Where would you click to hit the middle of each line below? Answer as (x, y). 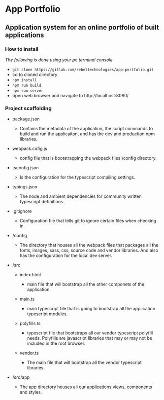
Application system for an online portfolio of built (82, 27)
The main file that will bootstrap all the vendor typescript (84, 363)
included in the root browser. (56, 343)
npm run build (27, 85)
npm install (24, 80)
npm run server (28, 91)
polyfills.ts (30, 324)
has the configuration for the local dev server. (66, 255)
